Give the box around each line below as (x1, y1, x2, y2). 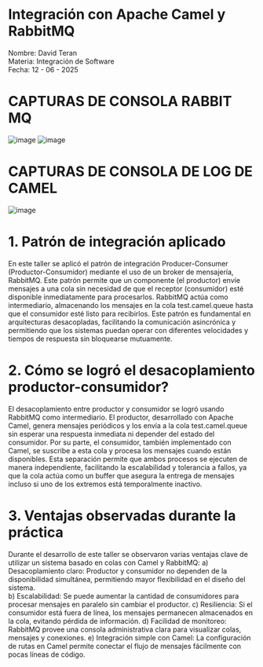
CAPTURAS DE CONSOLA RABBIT (8, 93, 232, 111)
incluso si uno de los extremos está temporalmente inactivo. (8, 479, 203, 489)
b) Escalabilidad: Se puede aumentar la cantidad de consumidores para (8, 591, 239, 600)
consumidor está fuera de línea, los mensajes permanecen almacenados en (8, 607, 254, 618)
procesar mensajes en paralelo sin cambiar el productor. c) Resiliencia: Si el (8, 599, 253, 609)
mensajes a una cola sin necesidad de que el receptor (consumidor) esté (8, 284, 244, 293)
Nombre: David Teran (8, 48, 77, 57)
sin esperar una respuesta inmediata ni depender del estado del (8, 429, 215, 438)
